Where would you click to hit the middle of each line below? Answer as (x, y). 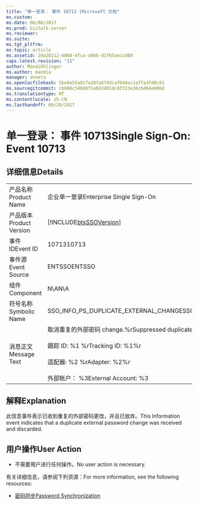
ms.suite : (18, 39)
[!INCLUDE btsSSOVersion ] (84, 222)
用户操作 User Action (44, 449)
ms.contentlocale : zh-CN (37, 99)
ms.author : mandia (29, 72)
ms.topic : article (29, 50)
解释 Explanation (36, 401)
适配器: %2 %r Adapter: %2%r (89, 362)
